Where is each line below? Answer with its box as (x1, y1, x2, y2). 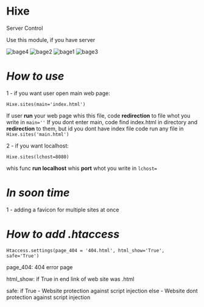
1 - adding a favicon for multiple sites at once (6, 206, 119, 213)
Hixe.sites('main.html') (6, 131, 69, 138)
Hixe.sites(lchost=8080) (6, 153, 69, 160)
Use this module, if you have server (6, 36, 96, 43)
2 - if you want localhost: (6, 142, 69, 149)
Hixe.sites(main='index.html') (6, 101, 86, 107)
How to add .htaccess (6, 227, 120, 241)
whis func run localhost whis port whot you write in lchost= (6, 164, 157, 172)
